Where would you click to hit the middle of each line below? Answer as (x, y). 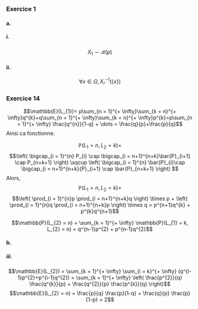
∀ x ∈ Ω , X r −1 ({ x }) (100, 82)
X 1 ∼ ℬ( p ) (100, 53)
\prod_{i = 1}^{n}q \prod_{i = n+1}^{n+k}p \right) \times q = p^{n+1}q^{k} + (100, 205)
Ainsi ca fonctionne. (31, 134)
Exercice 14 (23, 98)
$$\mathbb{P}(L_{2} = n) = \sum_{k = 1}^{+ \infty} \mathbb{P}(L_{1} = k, (100, 223)
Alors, (13, 178)
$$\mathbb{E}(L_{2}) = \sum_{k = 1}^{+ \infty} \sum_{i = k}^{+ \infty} (92, 271)
